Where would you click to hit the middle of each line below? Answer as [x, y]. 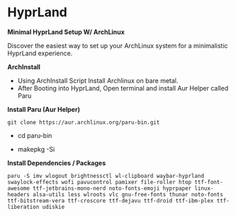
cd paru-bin [35, 135]
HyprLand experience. [40, 53]
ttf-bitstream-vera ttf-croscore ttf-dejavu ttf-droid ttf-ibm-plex [111, 200]
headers [19, 194]
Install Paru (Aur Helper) [44, 109]
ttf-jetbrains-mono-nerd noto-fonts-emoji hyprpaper [112, 188]
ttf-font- [209, 182]
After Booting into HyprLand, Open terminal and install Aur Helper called [123, 88]
